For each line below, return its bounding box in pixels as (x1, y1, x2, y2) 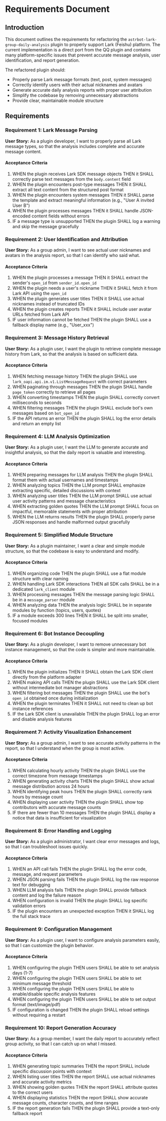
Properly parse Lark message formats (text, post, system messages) (12, 77, 152, 82)
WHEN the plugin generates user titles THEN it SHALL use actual (12, 296, 144, 302)
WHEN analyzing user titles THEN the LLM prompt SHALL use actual (12, 493, 152, 499)
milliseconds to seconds (12, 400, 62, 406)
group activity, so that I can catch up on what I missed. (5, 1041, 117, 1047)
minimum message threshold (12, 980, 72, 986)
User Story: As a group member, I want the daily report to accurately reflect (5, 1036, 160, 1042)
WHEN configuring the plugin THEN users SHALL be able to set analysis (12, 965, 160, 970)
